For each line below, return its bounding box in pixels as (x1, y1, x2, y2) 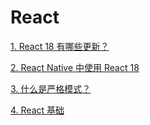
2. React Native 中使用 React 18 (10, 61, 140, 73)
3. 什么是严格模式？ (10, 82, 92, 95)
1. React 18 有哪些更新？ (10, 40, 110, 52)
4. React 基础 (10, 104, 65, 116)
